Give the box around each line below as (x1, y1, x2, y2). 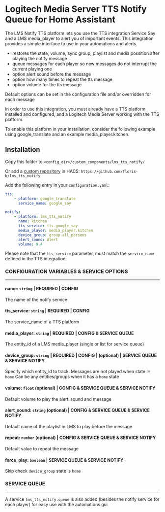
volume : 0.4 (18, 241, 43, 247)
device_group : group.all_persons (18, 233, 87, 238)
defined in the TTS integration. (5, 256, 67, 262)
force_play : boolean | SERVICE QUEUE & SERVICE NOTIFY (5, 457, 124, 463)
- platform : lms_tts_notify (14, 214, 71, 219)
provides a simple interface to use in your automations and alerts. (5, 40, 137, 46)
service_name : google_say (18, 201, 71, 205)
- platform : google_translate (14, 196, 76, 201)
